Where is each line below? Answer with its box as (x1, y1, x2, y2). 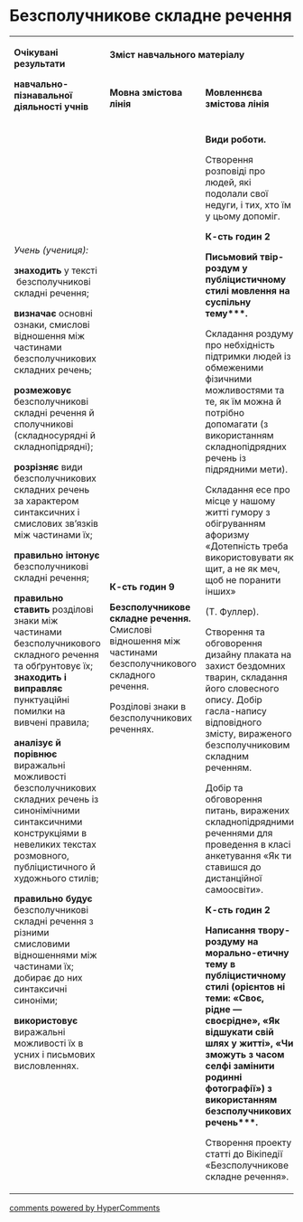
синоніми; (14, 993, 58, 1006)
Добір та (205, 781, 243, 794)
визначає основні (14, 306, 93, 319)
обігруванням (205, 517, 266, 530)
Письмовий (205, 250, 259, 263)
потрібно (205, 406, 245, 418)
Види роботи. (205, 133, 266, 146)
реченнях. (109, 722, 155, 735)
